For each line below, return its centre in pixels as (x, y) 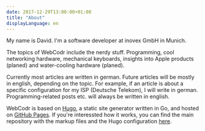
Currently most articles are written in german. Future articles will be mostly (100, 77)
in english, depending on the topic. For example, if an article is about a (95, 83)
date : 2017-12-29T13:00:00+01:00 (49, 12)
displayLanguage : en (33, 23)
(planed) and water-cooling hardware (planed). (65, 65)
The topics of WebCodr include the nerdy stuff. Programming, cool (90, 52)
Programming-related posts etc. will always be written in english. (88, 97)
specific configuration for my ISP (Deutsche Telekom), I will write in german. (102, 90)
